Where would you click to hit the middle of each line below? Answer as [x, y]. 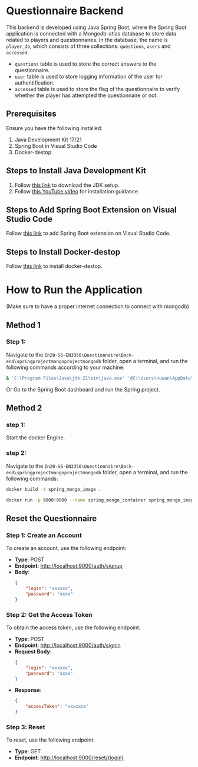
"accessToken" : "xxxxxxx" [57, 707]
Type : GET [28, 752]
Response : [28, 690]
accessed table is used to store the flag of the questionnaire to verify [97, 89]
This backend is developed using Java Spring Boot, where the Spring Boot [96, 27]
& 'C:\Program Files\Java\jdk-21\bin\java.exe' [66, 378]
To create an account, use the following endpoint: [66, 548]
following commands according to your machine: [65, 367]
